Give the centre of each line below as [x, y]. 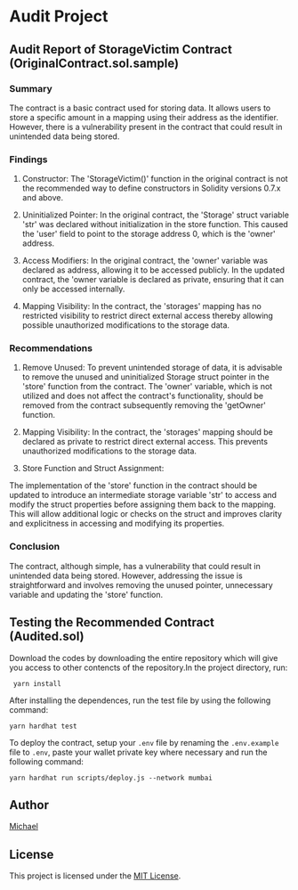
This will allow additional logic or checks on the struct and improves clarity [146, 514]
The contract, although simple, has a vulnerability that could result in [135, 566]
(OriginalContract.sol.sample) [94, 63]
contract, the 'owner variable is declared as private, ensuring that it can [153, 280]
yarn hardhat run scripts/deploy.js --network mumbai [111, 778]
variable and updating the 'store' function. [86, 594]
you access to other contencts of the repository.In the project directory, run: [149, 667]
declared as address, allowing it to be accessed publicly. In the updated [153, 270]
